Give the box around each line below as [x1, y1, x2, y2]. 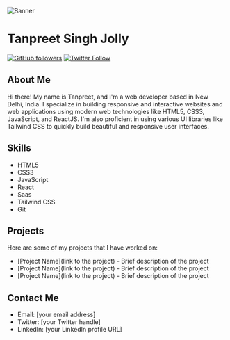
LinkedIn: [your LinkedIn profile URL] [17, 325, 123, 334]
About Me [7, 74, 51, 86]
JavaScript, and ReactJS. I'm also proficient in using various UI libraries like [7, 115, 224, 123]
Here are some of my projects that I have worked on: [7, 243, 158, 252]
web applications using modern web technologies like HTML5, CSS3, [7, 107, 205, 115]
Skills [7, 143, 31, 154]
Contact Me [7, 292, 59, 304]
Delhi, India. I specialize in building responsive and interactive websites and [7, 99, 223, 108]
